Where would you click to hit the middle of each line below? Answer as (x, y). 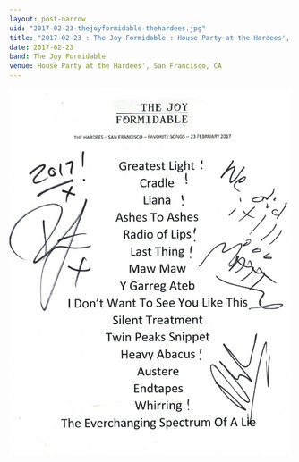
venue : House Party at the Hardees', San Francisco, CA (115, 66)
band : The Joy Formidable (57, 57)
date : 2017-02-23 (42, 47)
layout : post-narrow (48, 19)
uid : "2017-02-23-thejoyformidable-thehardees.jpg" (107, 28)
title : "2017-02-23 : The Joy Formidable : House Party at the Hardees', (150, 38)
